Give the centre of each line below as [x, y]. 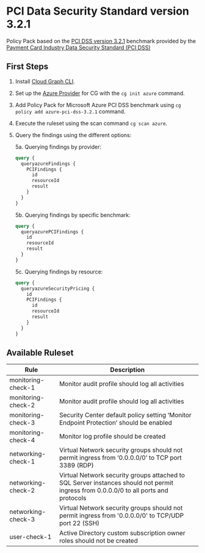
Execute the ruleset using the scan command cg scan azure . [91, 123]
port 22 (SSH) [79, 523]
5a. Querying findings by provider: [58, 147]
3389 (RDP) [77, 465]
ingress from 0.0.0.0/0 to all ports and [114, 490]
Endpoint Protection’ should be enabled [116, 423]
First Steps [27, 67]
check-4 [22, 440]
